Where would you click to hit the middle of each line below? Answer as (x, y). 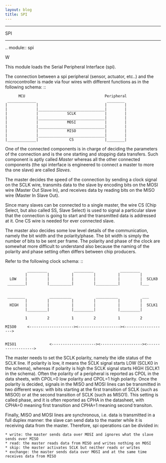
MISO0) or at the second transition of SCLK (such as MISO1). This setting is (82, 394)
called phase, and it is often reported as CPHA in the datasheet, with (75, 400)
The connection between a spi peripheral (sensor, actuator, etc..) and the (80, 76)
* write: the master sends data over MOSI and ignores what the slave (79, 434)
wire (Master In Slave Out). (32, 195)
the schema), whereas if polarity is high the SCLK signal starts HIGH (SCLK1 (82, 368)
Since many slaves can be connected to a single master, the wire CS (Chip (81, 205)
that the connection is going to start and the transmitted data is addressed (81, 215)
